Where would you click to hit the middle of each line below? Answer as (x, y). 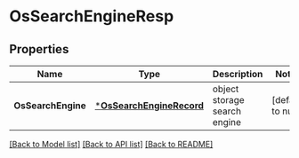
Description (238, 74)
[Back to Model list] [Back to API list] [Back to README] (111, 144)
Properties (39, 49)
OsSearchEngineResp (92, 16)
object (226, 89)
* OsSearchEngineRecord (149, 106)
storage (228, 100)
